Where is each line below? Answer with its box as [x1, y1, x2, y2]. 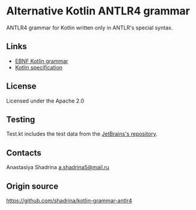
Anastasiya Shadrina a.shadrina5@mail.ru [6, 164, 109, 171]
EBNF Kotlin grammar [14, 57, 69, 64]
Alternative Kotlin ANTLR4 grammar [6, 4, 191, 18]
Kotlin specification [14, 64, 63, 71]
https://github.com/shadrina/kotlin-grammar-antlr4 [6, 197, 132, 204]
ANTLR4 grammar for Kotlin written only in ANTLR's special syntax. [6, 24, 173, 31]
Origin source [6, 181, 59, 191]
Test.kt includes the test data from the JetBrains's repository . [6, 130, 158, 137]
